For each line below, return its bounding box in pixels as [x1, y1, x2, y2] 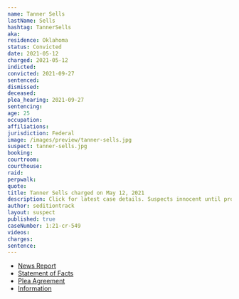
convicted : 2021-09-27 [7, 70, 75, 77]
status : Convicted [7, 43, 62, 51]
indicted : [7, 63, 37, 70]
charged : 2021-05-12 [7, 57, 69, 64]
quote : [7, 182, 27, 189]
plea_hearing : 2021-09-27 [7, 97, 84, 104]
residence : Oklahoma [7, 37, 69, 44]
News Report [17, 261, 57, 271]
